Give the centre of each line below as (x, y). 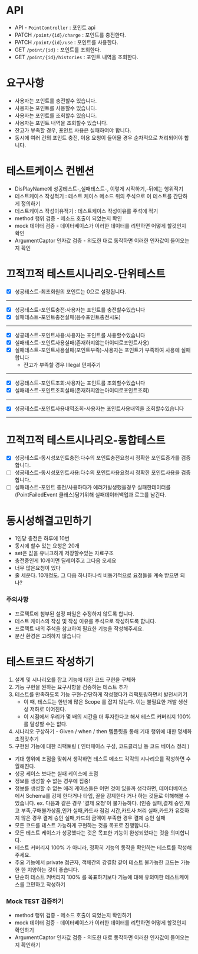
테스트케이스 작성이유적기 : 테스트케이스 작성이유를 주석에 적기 (86, 211)
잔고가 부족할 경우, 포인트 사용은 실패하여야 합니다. (73, 130)
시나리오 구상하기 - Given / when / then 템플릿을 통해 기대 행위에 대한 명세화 (103, 731)
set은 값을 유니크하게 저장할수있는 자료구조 (64, 553)
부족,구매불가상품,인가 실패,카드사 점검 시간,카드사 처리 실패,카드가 (97, 810)
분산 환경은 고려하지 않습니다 (48, 636)
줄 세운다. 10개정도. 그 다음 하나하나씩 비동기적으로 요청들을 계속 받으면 (97, 575)
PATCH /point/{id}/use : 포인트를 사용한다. (66, 42)
